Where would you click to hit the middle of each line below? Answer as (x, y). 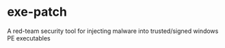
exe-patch (37, 12)
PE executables (29, 38)
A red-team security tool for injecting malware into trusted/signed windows (113, 31)
